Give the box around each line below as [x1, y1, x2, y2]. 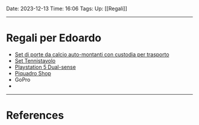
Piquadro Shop [14, 69, 52, 76]
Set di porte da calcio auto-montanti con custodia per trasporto [14, 50, 170, 58]
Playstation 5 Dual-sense [14, 63, 76, 70]
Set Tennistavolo [14, 57, 56, 64]
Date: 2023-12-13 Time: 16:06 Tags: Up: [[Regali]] [6, 5, 127, 12]
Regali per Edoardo [6, 31, 102, 45]
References [6, 109, 64, 122]
